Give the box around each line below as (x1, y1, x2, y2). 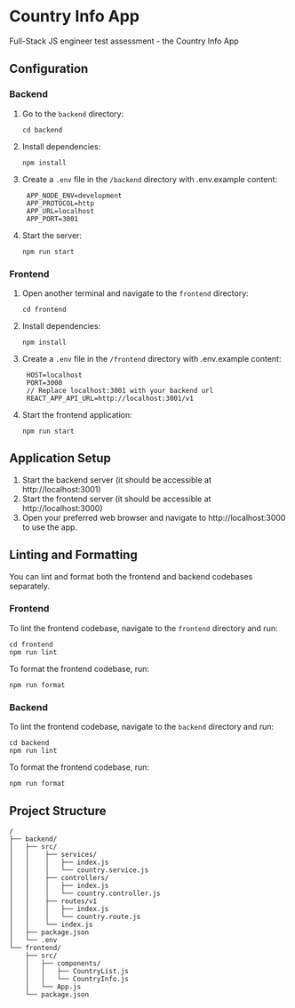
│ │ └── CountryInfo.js (25, 974, 129, 983)
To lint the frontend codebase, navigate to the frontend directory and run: (9, 622, 278, 633)
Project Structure (9, 803, 107, 819)
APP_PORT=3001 (26, 214, 79, 223)
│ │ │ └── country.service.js (9, 865, 149, 875)
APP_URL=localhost (26, 206, 95, 215)
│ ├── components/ (25, 958, 101, 968)
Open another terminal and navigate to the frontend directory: (21, 287, 249, 299)
